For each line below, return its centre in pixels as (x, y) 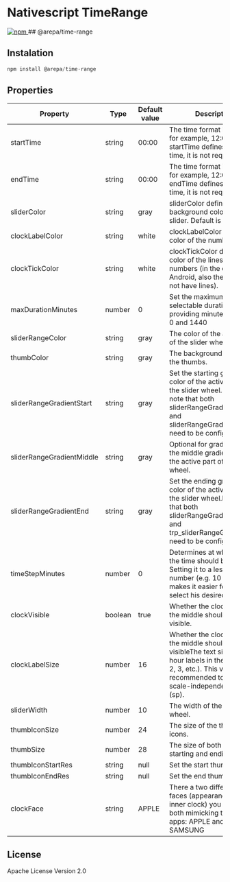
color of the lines (196, 260)
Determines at (191, 552)
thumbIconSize (35, 730)
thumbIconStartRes (42, 765)
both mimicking (194, 813)
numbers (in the (194, 269)
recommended (193, 678)
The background (195, 353)
